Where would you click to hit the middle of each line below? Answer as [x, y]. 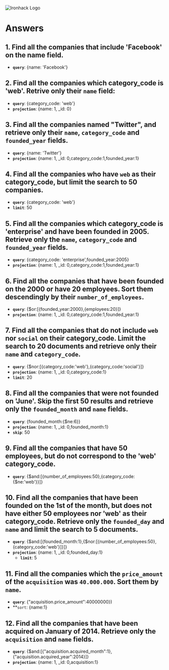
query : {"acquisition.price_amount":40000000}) [62, 602]
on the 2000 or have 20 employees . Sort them [79, 289]
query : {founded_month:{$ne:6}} [47, 421]
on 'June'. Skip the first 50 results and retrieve [79, 401]
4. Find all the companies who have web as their [81, 174]
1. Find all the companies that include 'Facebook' [84, 47]
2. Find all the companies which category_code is [84, 83]
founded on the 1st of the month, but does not [79, 505]
